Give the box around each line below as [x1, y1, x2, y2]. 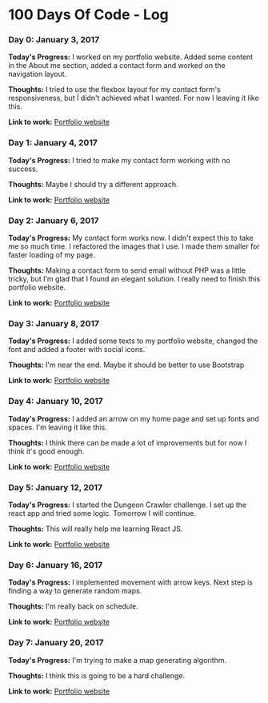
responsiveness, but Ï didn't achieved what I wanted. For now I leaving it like [8, 94, 259, 103]
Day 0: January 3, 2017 [8, 34, 100, 46]
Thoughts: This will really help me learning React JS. [8, 524, 183, 533]
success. [8, 164, 38, 174]
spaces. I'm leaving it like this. [8, 422, 107, 432]
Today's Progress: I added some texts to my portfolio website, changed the [8, 336, 258, 346]
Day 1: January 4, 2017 [8, 138, 98, 149]
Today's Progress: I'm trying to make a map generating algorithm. [8, 655, 226, 665]
